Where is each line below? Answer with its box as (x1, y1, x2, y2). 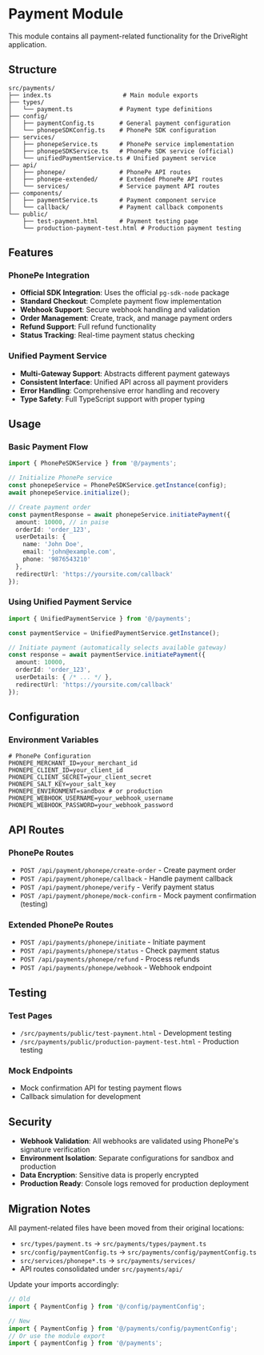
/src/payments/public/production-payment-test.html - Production (19, 1037, 239, 1046)
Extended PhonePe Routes (8, 919, 114, 930)
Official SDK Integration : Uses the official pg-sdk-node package (19, 288, 230, 298)
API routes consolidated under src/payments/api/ (19, 1265, 183, 1273)
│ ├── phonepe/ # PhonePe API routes (8, 168, 192, 176)
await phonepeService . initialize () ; (8, 489, 130, 497)
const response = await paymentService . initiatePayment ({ (8, 651, 206, 659)
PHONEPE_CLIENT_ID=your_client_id (8, 766, 124, 774)
